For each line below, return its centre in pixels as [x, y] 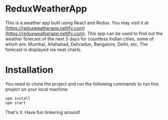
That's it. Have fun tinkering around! [43, 112]
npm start [16, 103]
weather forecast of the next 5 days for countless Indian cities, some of [80, 39]
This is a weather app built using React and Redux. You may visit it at [77, 23]
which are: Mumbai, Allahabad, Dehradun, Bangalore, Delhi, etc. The [76, 44]
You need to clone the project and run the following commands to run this [82, 84]
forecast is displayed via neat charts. [44, 49]
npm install [18, 98]
